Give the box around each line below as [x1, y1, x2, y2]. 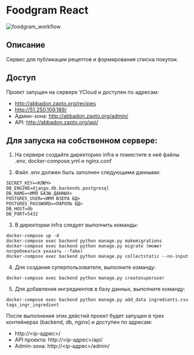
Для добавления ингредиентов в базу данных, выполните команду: [14, 286, 186, 293]
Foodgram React [6, 4, 88, 17]
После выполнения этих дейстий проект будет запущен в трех [6, 313, 165, 320]
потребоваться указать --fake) [6, 248, 83, 254]
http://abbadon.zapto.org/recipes [14, 99, 96, 107]
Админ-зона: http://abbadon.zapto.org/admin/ [14, 112, 129, 120]
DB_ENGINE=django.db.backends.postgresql [6, 185, 110, 191]
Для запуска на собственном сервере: [6, 135, 158, 145]
